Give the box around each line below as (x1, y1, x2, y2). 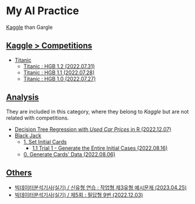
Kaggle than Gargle (6, 24, 53, 31)
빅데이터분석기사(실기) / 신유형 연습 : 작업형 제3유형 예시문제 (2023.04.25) (14, 184, 187, 191)
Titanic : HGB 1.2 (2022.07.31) (23, 62, 95, 70)
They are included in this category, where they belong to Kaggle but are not (6, 108, 189, 115)
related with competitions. (6, 114, 69, 121)
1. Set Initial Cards (23, 138, 67, 145)
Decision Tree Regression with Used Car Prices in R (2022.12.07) (14, 126, 172, 133)
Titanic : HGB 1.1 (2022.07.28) (23, 69, 95, 76)
